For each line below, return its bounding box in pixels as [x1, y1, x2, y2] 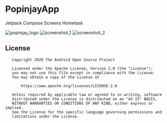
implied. [5, 105, 23, 110]
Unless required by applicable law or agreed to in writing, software [11, 92, 162, 97]
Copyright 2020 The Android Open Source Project [11, 57, 115, 62]
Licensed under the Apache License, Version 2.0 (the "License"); [11, 66, 153, 71]
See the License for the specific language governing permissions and [11, 110, 162, 115]
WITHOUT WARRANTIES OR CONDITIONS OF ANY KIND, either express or [11, 101, 153, 106]
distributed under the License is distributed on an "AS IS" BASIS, [11, 96, 157, 102]
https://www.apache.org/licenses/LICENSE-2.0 [20, 83, 117, 88]
